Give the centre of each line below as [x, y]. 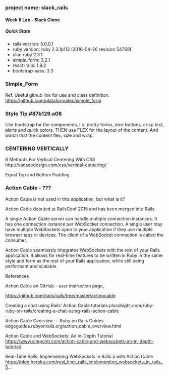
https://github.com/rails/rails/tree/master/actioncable [61, 295]
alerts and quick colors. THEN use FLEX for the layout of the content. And [82, 130]
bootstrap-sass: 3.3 [33, 71]
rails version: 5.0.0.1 [33, 44]
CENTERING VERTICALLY [37, 148]
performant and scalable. [32, 266]
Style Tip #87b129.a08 [34, 114]
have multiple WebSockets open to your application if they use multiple [79, 229]
